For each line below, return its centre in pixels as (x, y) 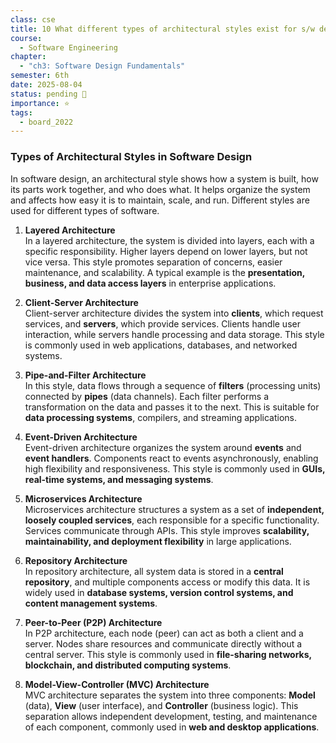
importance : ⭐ (40, 103)
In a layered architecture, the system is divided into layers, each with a (169, 240)
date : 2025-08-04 (46, 85)
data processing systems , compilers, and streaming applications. (161, 417)
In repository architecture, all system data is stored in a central (154, 571)
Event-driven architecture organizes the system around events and (163, 447)
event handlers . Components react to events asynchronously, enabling (171, 458)
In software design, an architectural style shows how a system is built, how (164, 178)
